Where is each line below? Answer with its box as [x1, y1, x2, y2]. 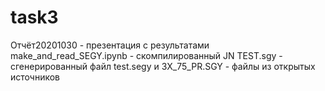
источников [10, 71, 61, 83]
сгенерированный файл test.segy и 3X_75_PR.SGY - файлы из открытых [10, 60, 316, 72]
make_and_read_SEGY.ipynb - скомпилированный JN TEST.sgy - [10, 49, 283, 61]
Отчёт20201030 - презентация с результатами [10, 39, 210, 51]
